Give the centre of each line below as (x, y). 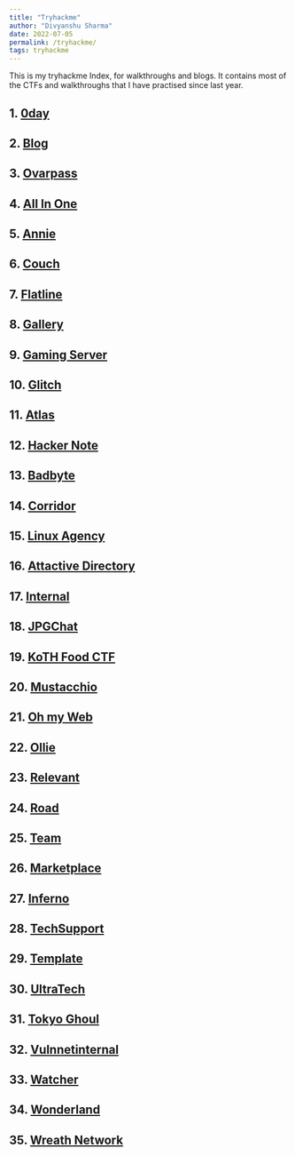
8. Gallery (36, 325)
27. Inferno (39, 898)
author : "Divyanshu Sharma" (61, 26)
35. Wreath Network (66, 1140)
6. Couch (35, 264)
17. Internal (39, 596)
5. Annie (32, 234)
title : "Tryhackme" (45, 17)
